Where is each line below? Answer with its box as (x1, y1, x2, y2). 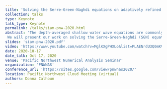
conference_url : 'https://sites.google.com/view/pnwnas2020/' (5, 67, 137, 72)
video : (5, 44, 19, 49)
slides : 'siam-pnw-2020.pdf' (5, 40, 66, 44)
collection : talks (5, 12, 43, 17)
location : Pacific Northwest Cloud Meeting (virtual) (5, 72, 119, 77)
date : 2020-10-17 (5, 48, 41, 53)
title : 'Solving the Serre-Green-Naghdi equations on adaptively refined (5, 7, 162, 12)
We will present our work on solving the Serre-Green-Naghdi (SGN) (7, 35, 150, 40)
